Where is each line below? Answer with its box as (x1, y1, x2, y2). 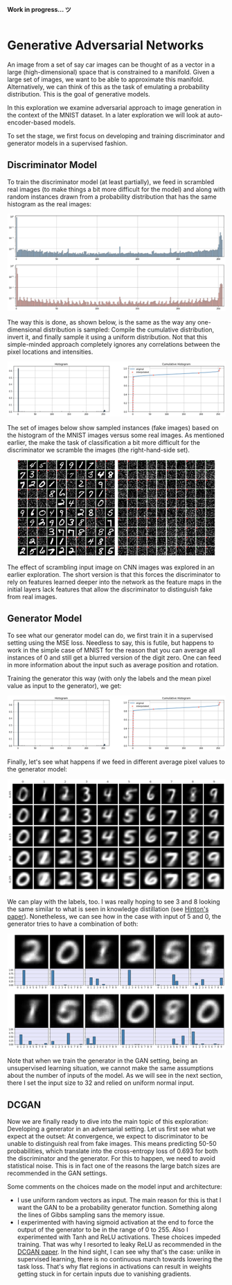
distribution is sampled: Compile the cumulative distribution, (43, 325, 215, 334)
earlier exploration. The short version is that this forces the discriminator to (7, 571, 221, 579)
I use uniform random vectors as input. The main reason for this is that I (17, 1196, 222, 1204)
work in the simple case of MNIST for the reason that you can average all (7, 646, 216, 654)
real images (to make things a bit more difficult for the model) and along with (7, 185, 226, 193)
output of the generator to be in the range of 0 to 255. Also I (17, 1225, 188, 1234)
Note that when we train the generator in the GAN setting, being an (7, 1056, 198, 1065)
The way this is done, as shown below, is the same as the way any (7, 318, 196, 326)
